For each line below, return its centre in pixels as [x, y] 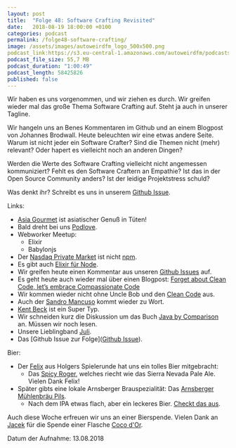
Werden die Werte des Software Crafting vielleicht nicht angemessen [107, 164]
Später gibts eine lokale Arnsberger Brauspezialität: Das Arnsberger [116, 389]
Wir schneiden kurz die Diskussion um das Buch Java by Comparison [118, 316]
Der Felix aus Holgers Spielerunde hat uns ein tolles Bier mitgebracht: [118, 366]
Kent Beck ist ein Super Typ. [58, 309]
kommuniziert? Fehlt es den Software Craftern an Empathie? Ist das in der [114, 171]
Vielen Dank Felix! [54, 381]
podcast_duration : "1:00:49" [50, 66]
